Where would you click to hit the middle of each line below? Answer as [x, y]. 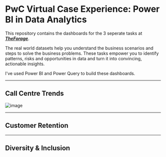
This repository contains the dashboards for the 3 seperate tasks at [74, 33]
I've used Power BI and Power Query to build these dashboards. [70, 73]
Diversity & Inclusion [38, 148]
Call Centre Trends [35, 94]
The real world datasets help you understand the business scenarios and [79, 48]
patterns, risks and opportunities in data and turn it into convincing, [74, 58]
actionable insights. [25, 64]
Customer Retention [37, 126]
